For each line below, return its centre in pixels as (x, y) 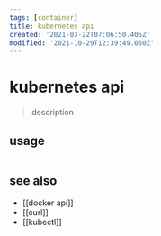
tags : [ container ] (44, 18)
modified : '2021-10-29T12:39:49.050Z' (82, 43)
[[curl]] (36, 212)
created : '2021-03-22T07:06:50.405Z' (80, 34)
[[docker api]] (48, 203)
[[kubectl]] (42, 222)
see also (33, 181)
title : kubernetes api (52, 26)
